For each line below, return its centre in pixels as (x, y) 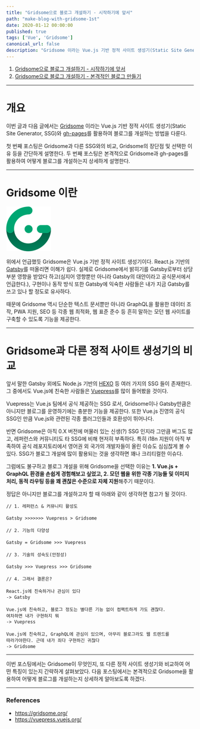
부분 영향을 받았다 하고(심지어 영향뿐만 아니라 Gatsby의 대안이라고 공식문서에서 (99, 276)
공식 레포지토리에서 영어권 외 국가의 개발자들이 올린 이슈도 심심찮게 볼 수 (106, 446)
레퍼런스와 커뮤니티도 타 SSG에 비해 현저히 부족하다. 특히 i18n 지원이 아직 (99, 438)
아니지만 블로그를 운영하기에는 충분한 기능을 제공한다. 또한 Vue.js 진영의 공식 (96, 411)
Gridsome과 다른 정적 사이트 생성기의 (93, 350)
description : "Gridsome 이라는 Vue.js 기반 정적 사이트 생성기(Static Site (94, 51)
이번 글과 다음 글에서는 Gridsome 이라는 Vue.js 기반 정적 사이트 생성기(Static (96, 126)
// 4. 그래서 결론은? (29, 579)
